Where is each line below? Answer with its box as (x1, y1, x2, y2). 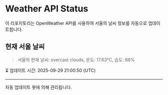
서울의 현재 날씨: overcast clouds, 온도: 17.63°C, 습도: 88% (17, 56, 135, 62)
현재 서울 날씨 (5, 42, 45, 51)
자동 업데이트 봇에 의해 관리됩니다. (5, 84, 72, 90)
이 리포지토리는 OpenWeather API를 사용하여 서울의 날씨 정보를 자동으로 (5, 20, 147, 26)
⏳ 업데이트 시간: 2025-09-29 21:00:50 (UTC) (5, 67, 96, 73)
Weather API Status (5, 3, 88, 14)
